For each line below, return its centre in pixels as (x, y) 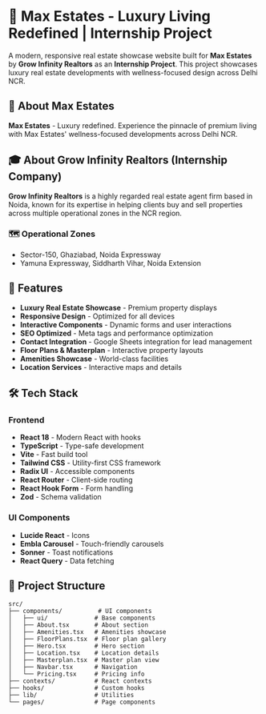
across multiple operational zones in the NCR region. (95, 213)
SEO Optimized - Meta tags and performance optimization (117, 333)
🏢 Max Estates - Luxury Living (109, 16)
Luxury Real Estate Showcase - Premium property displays (119, 307)
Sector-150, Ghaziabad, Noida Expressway (91, 255)
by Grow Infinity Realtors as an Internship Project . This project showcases (133, 64)
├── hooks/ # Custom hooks (77, 688)
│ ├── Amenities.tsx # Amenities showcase (87, 632)
